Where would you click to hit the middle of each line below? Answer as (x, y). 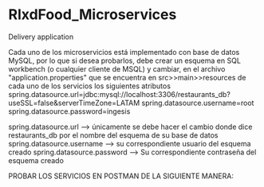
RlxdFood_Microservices (93, 15)
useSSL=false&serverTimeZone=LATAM (74, 103)
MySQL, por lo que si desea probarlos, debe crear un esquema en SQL (125, 60)
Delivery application (41, 37)
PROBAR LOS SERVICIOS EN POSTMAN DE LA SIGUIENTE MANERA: (121, 176)
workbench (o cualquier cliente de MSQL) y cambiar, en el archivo (117, 68)
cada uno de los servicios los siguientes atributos (90, 86)
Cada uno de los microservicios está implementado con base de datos (124, 52)
